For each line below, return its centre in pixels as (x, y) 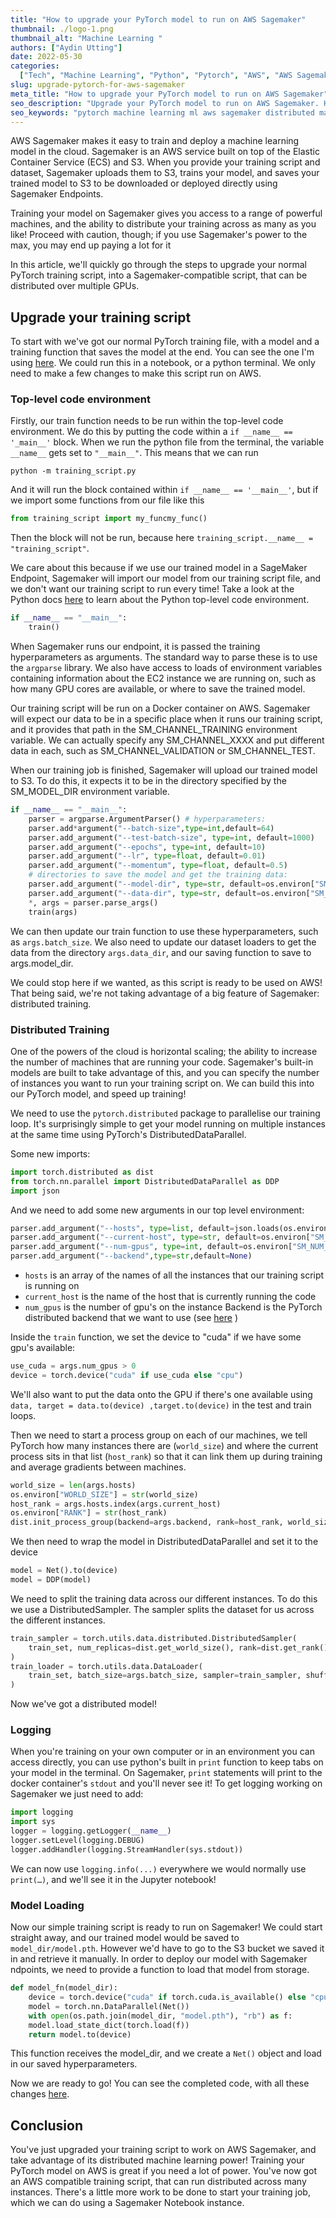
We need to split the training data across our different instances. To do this (164, 1598)
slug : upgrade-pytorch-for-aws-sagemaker (98, 85)
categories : (35, 66)
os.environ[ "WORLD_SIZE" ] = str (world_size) (104, 1494)
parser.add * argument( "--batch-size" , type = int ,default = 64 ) (151, 828)
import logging (42, 1812)
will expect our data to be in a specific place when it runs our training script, (166, 719)
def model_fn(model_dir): (64, 1988)
